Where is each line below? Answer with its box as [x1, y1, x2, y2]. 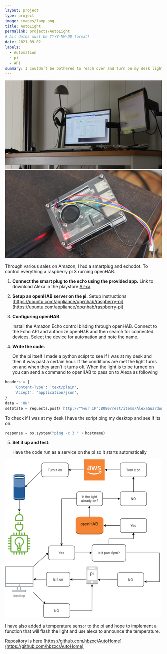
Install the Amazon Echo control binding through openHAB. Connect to [12, 323, 157, 329]
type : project [5, 13, 35, 18]
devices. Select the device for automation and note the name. [12, 334, 139, 340]
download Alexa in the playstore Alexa [12, 284, 91, 290]
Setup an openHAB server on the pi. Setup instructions [12, 293, 127, 299]
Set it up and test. [12, 440, 50, 446]
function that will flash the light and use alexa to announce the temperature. [5, 628, 160, 634]
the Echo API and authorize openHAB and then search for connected [12, 329, 154, 335]
